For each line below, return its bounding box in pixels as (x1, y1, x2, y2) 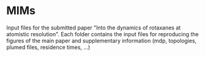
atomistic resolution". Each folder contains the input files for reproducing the (6, 30, 199, 37)
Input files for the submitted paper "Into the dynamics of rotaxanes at (6, 24, 181, 31)
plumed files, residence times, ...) (6, 44, 91, 51)
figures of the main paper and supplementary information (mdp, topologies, (6, 37, 197, 44)
